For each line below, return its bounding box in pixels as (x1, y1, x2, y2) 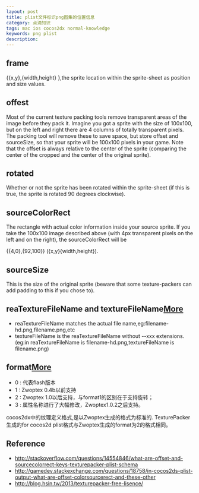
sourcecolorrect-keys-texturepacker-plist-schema (14, 461, 138, 468)
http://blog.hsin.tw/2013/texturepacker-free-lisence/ (14, 479, 144, 487)
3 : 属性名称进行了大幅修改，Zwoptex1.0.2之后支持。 (14, 401, 144, 408)
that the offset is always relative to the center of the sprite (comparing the (6, 145, 187, 152)
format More (6, 362, 52, 372)
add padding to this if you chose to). (6, 287, 95, 294)
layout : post (6, 8, 39, 15)
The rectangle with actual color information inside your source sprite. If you (6, 223, 191, 230)
